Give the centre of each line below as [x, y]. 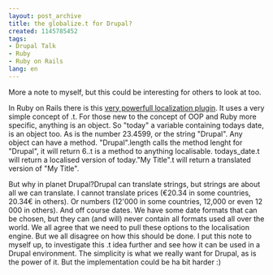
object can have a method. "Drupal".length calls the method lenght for [126, 142]
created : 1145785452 [43, 31]
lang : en [23, 69]
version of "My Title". [44, 168]
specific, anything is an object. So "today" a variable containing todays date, [136, 125]
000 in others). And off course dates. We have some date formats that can [133, 210]
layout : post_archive [45, 16]
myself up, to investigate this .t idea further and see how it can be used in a [134, 244]
